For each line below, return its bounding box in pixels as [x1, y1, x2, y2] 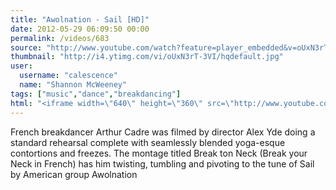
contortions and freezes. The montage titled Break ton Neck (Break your [10, 147, 308, 159]
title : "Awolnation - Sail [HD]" [10, 14, 150, 25]
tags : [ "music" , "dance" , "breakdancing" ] [10, 89, 182, 99]
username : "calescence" [19, 71, 118, 81]
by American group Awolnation [10, 168, 138, 180]
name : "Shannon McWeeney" [19, 80, 128, 90]
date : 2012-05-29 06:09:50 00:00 [10, 24, 150, 34]
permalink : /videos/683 [10, 33, 110, 43]
